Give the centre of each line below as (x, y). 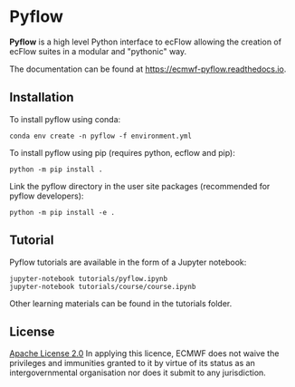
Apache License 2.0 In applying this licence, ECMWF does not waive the (144, 353)
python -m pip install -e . (62, 212)
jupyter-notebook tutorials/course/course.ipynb (103, 286)
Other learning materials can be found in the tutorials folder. (121, 303)
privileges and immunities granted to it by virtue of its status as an (132, 363)
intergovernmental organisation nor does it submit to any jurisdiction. (138, 372)
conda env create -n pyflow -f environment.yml (101, 136)
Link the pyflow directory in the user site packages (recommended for (140, 186)
